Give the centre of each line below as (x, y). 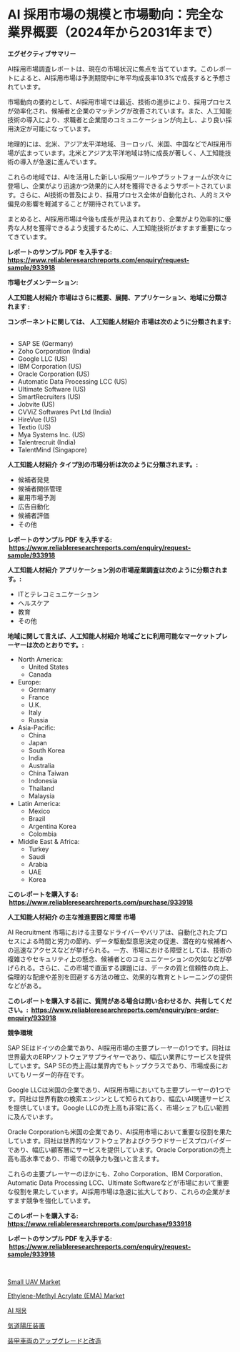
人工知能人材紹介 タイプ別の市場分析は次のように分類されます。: (103, 464)
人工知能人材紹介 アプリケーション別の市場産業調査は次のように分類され (115, 570)
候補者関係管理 (40, 488)
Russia (38, 720)
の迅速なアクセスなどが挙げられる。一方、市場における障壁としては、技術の (120, 950)
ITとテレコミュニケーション (58, 594)
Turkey (39, 849)
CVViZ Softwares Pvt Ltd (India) (65, 412)
